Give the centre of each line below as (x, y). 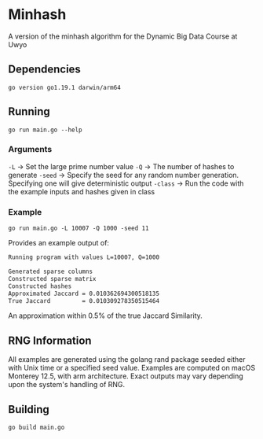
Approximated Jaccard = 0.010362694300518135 (84, 293)
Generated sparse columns (50, 272)
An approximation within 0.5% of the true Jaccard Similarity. (105, 315)
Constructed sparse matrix (52, 279)
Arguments (30, 149)
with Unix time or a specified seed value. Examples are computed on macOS (132, 368)
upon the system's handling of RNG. (67, 385)
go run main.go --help (45, 130)
